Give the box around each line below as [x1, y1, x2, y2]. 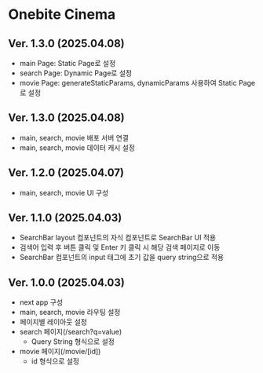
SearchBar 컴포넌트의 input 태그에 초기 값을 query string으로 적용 [19, 253, 225, 262]
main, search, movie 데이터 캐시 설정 [19, 143, 136, 152]
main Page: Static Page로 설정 [19, 59, 116, 68]
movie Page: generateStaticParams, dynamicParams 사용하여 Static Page [19, 79, 256, 87]
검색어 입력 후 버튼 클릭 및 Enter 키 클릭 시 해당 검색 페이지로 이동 [19, 243, 221, 252]
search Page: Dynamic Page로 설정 [19, 68, 132, 78]
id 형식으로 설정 [31, 357, 80, 366]
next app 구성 [19, 298, 64, 307]
